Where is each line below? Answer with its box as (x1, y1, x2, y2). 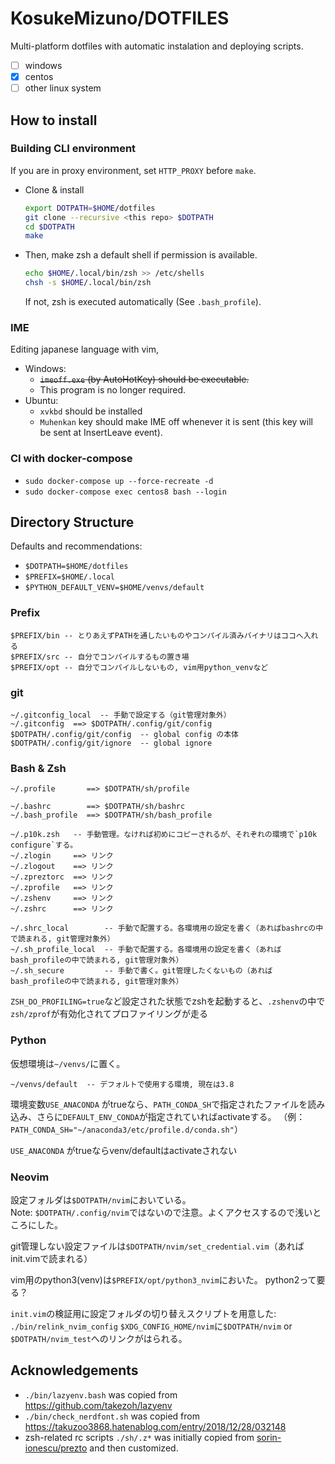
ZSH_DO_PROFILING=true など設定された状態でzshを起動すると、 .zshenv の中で (10, 995, 326, 1007)
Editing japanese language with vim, (10, 343, 160, 356)
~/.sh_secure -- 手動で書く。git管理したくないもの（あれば (10, 966, 273, 976)
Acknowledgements (10, 1362, 139, 1379)
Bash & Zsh (10, 761, 67, 775)
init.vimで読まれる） (10, 1252, 93, 1264)
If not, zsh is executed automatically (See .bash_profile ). (24, 296, 262, 308)
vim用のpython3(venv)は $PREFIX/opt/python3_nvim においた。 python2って (10, 1273, 317, 1286)
